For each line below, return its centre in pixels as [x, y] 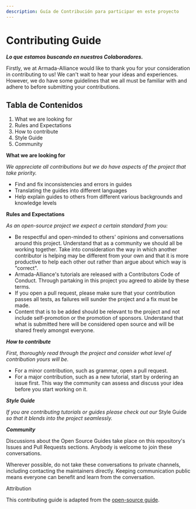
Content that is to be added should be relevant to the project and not [97, 312]
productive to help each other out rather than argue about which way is [100, 262]
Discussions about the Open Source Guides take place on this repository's [96, 441]
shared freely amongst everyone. [54, 330]
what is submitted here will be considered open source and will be [94, 324]
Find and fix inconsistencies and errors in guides [73, 185]
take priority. [21, 173]
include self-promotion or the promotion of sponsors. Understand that [99, 318]
